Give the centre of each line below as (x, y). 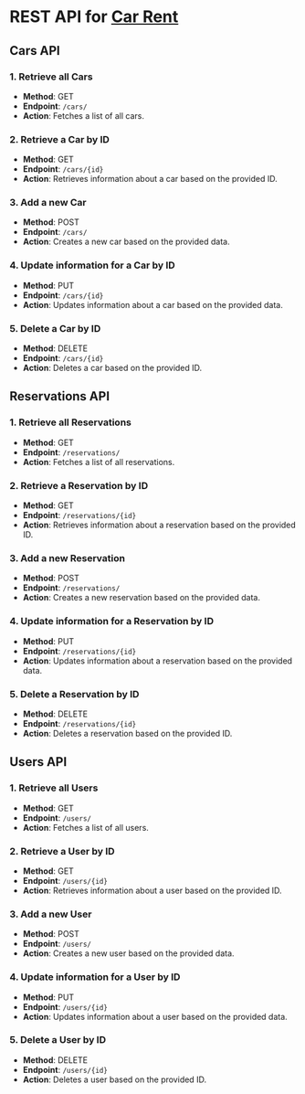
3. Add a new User (51, 914)
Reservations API (60, 396)
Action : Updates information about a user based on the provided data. (155, 1016)
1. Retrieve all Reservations (71, 422)
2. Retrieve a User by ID (63, 851)
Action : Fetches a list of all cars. (83, 115)
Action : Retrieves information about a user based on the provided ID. (152, 890)
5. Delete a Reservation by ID (74, 694)
